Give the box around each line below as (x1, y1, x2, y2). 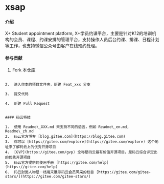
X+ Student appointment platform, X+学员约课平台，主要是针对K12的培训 (5, 31, 152, 36)
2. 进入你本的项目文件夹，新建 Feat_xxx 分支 (5, 82, 91, 87)
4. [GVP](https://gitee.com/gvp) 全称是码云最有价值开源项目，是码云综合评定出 (5, 150, 158, 154)
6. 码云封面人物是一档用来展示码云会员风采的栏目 (5, 169, 94, 175)
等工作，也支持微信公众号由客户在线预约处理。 (5, 43, 99, 49)
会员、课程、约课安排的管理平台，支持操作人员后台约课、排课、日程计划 (13, 36, 160, 43)
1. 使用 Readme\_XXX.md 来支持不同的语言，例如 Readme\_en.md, (5, 124, 130, 129)
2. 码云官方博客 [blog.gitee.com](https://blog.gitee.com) (5, 134, 126, 139)
